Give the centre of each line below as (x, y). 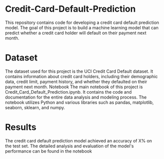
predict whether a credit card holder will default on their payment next (76, 33)
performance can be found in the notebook (48, 151)
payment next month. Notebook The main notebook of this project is (74, 87)
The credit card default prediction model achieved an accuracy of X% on (79, 140)
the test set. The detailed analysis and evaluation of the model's (70, 146)
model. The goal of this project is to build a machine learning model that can (82, 27)
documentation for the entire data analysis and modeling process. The (76, 97)
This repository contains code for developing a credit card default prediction (82, 22)
